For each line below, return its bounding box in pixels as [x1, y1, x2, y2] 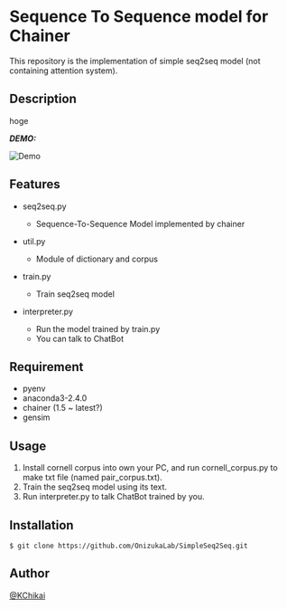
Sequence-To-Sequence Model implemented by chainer [35, 218, 245, 229]
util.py [22, 235, 46, 246]
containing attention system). [9, 65, 118, 76]
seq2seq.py [22, 201, 67, 212]
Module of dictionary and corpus [35, 253, 159, 264]
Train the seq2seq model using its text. [22, 481, 168, 492]
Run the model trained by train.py [35, 323, 161, 334]
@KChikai [9, 590, 46, 601]
